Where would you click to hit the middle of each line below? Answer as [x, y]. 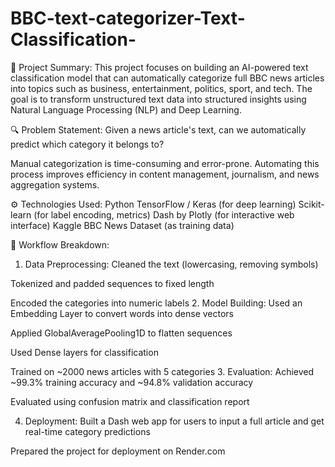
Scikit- [311, 204]
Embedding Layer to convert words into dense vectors [122, 313]
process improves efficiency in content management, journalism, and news [165, 174]
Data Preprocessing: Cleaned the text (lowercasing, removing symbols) [171, 264]
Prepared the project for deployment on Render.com [118, 451]
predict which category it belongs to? [87, 144]
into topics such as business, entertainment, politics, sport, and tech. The [161, 88]
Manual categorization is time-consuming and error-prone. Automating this [165, 163]
